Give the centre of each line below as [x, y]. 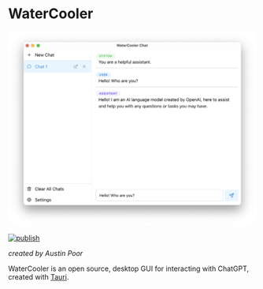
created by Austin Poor [46, 253]
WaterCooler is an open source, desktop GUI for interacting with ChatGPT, [129, 268]
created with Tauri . [39, 277]
